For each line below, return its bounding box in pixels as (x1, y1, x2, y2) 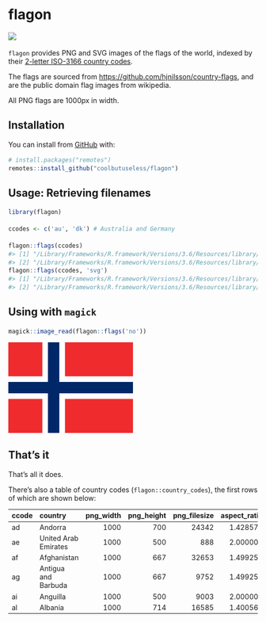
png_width (85, 511, 121, 521)
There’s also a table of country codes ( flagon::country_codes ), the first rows (8, 485, 258, 494)
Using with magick (8, 305, 97, 319)
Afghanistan (39, 553, 79, 563)
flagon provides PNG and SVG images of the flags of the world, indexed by (8, 48, 253, 57)
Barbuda (39, 581, 68, 590)
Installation (8, 119, 65, 132)
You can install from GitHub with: (8, 139, 116, 149)
